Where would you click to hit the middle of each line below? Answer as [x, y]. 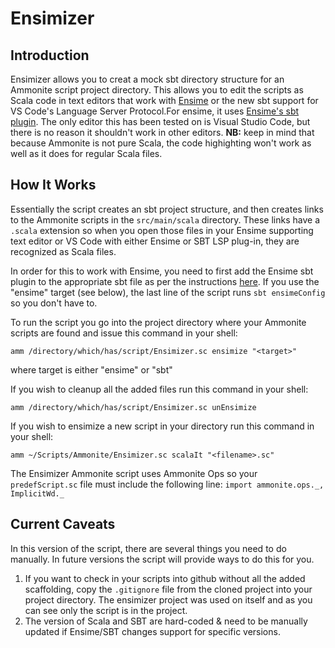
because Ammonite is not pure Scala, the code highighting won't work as [161, 143]
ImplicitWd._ [37, 493]
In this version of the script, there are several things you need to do [148, 548]
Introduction [50, 55]
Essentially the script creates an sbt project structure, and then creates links [167, 209]
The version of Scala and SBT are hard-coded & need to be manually [166, 621]
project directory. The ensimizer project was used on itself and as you [168, 599]
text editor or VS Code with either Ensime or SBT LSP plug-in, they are [155, 241]
